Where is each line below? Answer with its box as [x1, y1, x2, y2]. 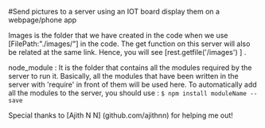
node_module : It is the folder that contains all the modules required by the [8, 63, 252, 72]
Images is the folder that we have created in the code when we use [8, 31, 228, 40]
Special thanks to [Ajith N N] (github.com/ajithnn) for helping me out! [8, 111, 233, 120]
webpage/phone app [8, 15, 77, 25]
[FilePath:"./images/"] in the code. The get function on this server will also [8, 39, 251, 48]
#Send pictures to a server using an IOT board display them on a [8, 7, 220, 16]
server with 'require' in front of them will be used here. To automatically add [8, 80, 257, 89]
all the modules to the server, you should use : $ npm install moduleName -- [8, 88, 258, 98]
